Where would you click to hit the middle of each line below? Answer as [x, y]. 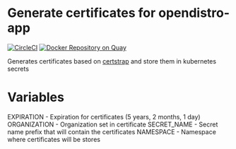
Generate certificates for [82, 13]
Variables [36, 97]
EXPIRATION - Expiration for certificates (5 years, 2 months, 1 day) [104, 117]
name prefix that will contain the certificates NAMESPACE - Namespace [112, 131]
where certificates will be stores [54, 139]
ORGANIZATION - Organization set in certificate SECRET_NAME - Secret [113, 124]
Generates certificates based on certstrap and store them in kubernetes [112, 61]
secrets [18, 68]
